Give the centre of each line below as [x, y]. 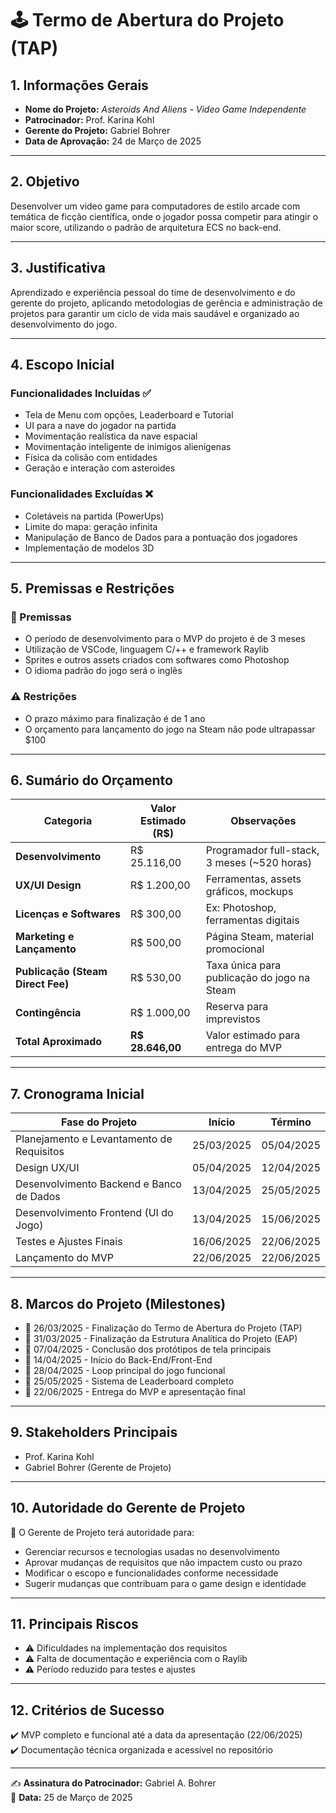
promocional [235, 949]
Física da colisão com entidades [91, 458]
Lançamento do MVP [64, 1258]
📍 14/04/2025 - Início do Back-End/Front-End [118, 1360]
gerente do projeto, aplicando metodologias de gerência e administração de [166, 303]
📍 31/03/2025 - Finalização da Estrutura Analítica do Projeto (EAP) [161, 1339]
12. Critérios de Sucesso [87, 1710]
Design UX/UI [47, 1168]
